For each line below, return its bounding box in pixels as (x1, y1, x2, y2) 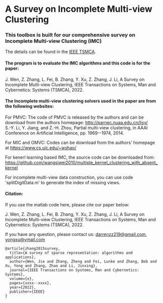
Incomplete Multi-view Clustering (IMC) (5, 38, 102, 45)
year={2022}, (9, 285, 36, 290)
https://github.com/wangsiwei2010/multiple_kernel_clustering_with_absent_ (5, 159, 158, 166)
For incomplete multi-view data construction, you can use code (5, 174, 134, 180)
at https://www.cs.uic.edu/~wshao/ (5, 144, 77, 151)
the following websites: (5, 103, 54, 109)
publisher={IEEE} (9, 289, 45, 294)
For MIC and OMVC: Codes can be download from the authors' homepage (5, 139, 155, 145)
